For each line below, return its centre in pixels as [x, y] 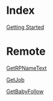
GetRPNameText [26, 68]
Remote [26, 51]
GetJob [16, 79]
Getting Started [25, 27]
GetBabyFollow [25, 91]
